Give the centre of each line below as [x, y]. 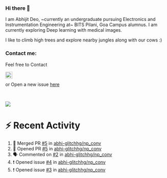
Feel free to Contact [26, 64]
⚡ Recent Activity [43, 125]
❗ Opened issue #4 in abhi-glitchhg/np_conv [59, 162]
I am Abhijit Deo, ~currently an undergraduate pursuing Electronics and [80, 19]
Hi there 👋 [18, 8]
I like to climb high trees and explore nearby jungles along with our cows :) [84, 40]
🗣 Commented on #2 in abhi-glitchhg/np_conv [62, 154]
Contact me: [21, 53]
